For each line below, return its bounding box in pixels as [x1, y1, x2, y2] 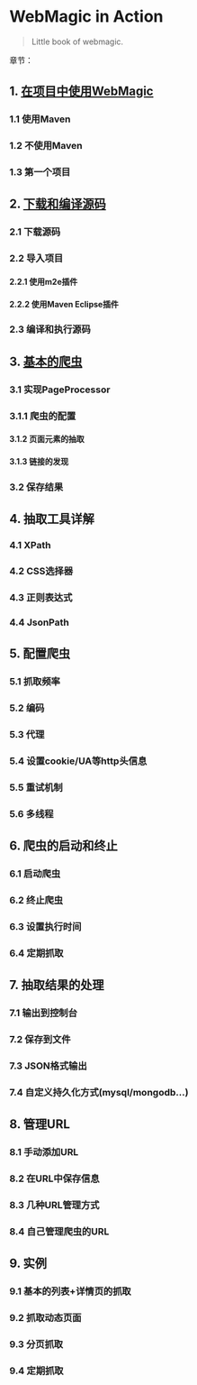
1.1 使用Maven [9, 113, 71, 125]
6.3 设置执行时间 [9, 920, 82, 932]
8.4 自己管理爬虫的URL [9, 1225, 110, 1238]
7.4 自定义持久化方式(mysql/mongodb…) [9, 1086, 189, 1098]
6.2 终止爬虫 [9, 894, 64, 907]
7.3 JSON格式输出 [9, 1059, 87, 1072]
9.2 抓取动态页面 [9, 1312, 82, 1325]
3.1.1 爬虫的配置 [9, 409, 76, 422]
